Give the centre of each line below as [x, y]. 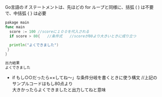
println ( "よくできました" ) [34, 45]
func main [15, 27]
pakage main [17, 22]
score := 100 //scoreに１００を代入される [49, 31]
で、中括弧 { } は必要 [26, 13]
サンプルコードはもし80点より [42, 83]
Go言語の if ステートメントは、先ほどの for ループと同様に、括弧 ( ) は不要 [80, 7]
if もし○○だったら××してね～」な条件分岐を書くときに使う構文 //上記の [85, 78]
